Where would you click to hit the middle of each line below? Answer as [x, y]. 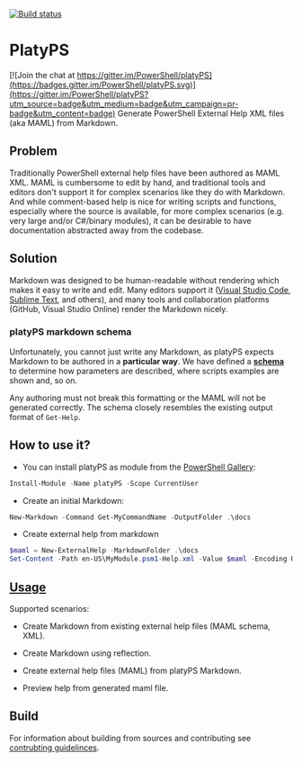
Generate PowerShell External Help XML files [201, 113]
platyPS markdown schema [71, 332]
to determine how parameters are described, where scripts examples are [144, 371]
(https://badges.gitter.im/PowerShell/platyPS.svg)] [102, 85]
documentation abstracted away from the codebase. [107, 230]
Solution [33, 259]
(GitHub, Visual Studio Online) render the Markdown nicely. [119, 309]
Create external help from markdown [90, 534]
